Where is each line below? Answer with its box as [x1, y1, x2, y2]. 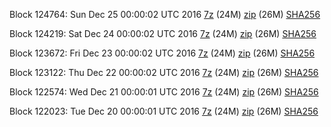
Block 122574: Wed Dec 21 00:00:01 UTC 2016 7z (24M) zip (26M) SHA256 [9, 86, 319, 98]
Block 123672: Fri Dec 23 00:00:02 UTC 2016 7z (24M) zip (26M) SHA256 [9, 47, 316, 59]
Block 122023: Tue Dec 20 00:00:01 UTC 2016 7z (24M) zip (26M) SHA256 [9, 105, 319, 117]
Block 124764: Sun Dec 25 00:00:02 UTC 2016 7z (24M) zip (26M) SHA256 [9, 9, 321, 20]
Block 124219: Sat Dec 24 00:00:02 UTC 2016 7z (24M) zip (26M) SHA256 [9, 28, 317, 39]
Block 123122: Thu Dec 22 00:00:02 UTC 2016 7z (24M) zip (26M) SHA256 [9, 67, 319, 78]
